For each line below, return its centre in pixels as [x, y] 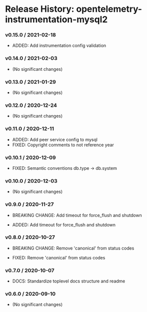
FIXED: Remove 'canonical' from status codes [59, 257]
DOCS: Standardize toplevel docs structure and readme [69, 281]
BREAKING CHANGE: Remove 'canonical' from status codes [73, 248]
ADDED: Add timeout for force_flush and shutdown [64, 224]
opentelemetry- [109, 9]
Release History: [40, 9]
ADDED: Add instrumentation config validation [59, 46]
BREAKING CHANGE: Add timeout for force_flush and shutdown [77, 215]
